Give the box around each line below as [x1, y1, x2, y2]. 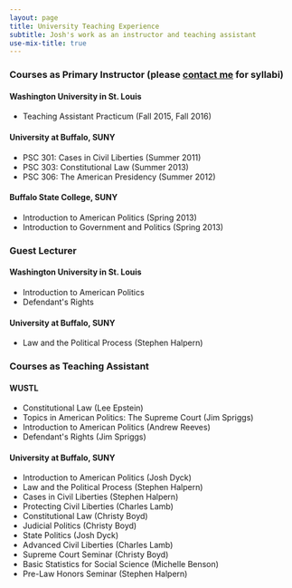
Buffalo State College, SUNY [9, 192, 118, 203]
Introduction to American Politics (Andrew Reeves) [22, 422, 211, 433]
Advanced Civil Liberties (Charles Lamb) [22, 540, 174, 551]
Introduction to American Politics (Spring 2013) [22, 212, 197, 223]
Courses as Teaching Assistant [9, 360, 149, 372]
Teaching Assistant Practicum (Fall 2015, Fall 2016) [22, 111, 212, 122]
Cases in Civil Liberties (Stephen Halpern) [22, 491, 179, 503]
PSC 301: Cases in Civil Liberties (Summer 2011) [22, 151, 202, 163]
